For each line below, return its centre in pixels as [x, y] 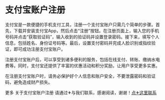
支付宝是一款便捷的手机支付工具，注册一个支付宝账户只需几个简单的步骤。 [80, 25]
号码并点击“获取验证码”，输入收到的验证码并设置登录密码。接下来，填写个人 [82, 37]
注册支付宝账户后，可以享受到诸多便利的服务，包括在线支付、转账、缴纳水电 [82, 59]
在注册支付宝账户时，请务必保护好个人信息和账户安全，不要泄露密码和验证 [80, 76]
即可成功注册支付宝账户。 [39, 49]
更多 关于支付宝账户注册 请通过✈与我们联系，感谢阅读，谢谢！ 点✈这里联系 [81, 92]
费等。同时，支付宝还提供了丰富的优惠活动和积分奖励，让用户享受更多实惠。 [82, 65]
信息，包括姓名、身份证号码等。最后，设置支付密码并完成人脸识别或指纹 [78, 43]
